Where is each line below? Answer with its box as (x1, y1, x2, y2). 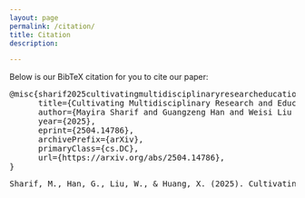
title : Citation (9, 30, 71, 39)
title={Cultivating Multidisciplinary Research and (37, 98, 273, 109)
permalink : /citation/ (9, 22, 95, 31)
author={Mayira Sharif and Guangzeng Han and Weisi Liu (37, 107, 292, 118)
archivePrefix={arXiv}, (37, 134, 144, 145)
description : (9, 38, 59, 48)
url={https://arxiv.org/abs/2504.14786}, (37, 153, 225, 163)
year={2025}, (37, 116, 96, 127)
